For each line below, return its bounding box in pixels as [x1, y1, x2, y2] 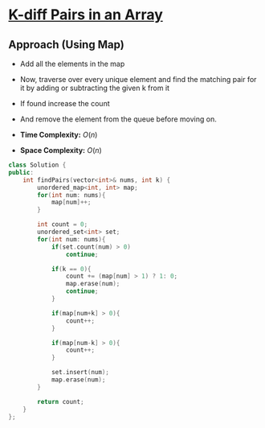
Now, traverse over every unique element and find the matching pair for [19, 75, 257, 84]
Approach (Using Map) [8, 38, 124, 51]
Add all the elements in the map [19, 59, 125, 68]
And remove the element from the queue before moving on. [19, 114, 217, 124]
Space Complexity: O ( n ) [19, 146, 102, 154]
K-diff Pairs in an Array [8, 6, 163, 24]
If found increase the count [19, 99, 110, 108]
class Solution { [8, 161, 67, 169]
